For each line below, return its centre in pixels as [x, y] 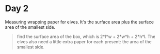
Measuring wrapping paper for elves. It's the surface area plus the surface [80, 22]
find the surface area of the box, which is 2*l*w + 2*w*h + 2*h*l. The [86, 36]
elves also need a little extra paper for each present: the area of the [84, 41]
